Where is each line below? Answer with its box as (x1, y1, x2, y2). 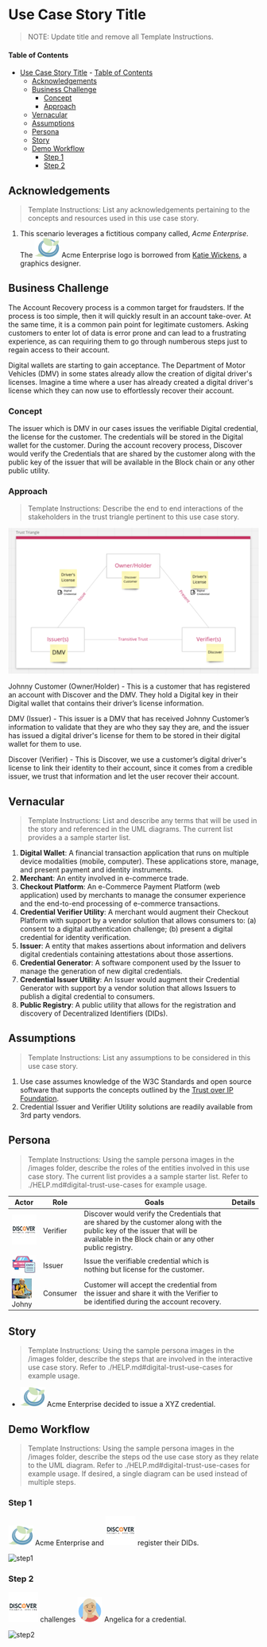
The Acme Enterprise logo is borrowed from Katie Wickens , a (19, 250, 248, 259)
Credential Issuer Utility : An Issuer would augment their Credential (19, 975, 240, 985)
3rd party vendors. (19, 1110, 82, 1120)
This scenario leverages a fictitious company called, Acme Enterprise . (19, 228, 249, 238)
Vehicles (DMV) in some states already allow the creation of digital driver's (8, 368, 253, 379)
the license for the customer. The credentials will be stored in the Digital (8, 432, 244, 442)
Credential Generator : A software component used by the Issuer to (19, 958, 241, 968)
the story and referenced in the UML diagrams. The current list (27, 825, 233, 834)
